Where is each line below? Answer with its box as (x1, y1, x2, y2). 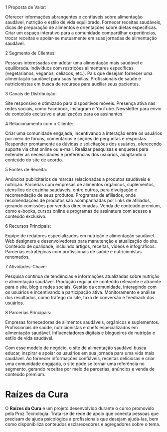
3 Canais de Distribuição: (5, 91, 57, 96)
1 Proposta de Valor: (5, 4, 46, 10)
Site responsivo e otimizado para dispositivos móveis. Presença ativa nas (5, 100, 156, 106)
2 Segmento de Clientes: (5, 50, 56, 56)
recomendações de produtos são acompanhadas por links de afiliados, (5, 197, 151, 203)
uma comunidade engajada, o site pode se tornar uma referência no (5, 361, 145, 367)
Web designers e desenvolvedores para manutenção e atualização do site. (5, 238, 159, 244)
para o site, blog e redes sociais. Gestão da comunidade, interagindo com (5, 284, 157, 290)
